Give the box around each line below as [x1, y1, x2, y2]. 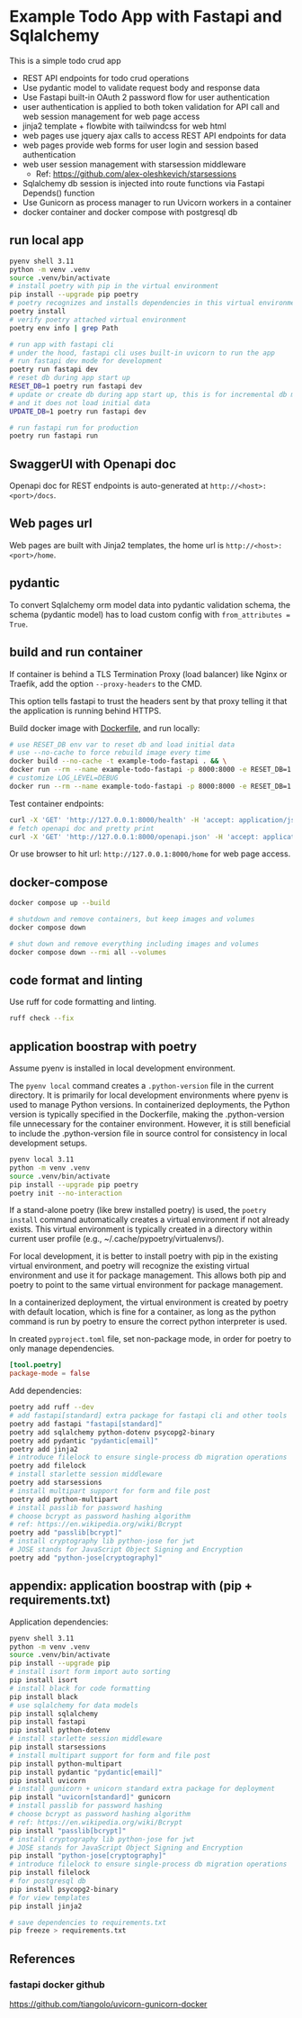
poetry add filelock [9, 1461, 87, 1471]
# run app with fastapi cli [9, 339, 115, 348]
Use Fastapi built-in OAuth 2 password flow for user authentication [22, 92, 270, 103]
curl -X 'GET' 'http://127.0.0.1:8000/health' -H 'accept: [9, 815, 235, 825]
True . [9, 619, 29, 629]
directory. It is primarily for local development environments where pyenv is [9, 1090, 289, 1100]
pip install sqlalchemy [9, 1709, 99, 1718]
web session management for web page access [22, 111, 200, 122]
